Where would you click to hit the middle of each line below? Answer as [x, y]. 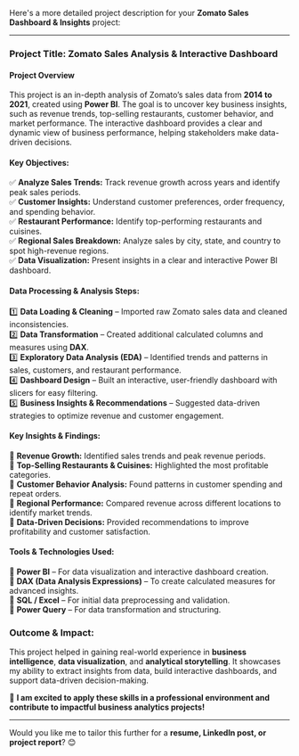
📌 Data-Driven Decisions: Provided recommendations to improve [129, 522]
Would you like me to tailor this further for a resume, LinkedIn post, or [138, 733]
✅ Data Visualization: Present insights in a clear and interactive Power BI [144, 260]
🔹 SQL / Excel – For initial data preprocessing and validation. [120, 600]
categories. [30, 474]
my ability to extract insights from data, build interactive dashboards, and [143, 671]
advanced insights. [44, 590]
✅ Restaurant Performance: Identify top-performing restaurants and [136, 221]
